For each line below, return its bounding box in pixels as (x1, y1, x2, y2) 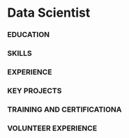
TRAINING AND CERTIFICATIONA (7, 105, 122, 114)
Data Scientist (7, 5, 91, 21)
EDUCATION (7, 30, 50, 40)
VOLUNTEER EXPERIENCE (7, 123, 98, 133)
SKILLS (7, 49, 33, 59)
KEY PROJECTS (7, 86, 62, 95)
